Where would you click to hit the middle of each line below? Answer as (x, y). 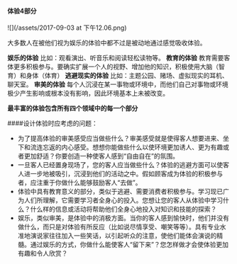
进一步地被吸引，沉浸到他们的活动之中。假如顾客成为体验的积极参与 (123, 174)
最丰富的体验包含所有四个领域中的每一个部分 (73, 108)
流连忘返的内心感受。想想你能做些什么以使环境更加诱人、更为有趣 (127, 147)
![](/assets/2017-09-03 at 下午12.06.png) (67, 28)
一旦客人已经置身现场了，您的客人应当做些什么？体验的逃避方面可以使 (120, 165)
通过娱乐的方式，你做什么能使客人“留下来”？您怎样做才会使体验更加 (129, 245)
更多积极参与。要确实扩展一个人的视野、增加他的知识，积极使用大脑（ (116, 67)
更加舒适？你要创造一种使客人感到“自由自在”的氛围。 (101, 156)
